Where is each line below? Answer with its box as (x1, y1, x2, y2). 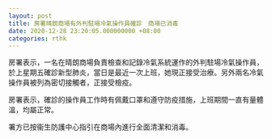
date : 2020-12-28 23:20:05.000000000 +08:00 (8, 27, 161, 35)
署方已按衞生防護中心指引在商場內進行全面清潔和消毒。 (8, 122, 193, 132)
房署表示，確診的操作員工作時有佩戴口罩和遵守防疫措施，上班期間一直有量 (8, 95, 257, 105)
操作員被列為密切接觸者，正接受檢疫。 (8, 78, 136, 87)
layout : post (8, 11, 53, 20)
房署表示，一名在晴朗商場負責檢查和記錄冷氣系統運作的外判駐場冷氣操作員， (8, 57, 264, 67)
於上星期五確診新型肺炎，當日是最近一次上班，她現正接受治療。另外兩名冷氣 (8, 68, 264, 78)
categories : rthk (8, 34, 67, 43)
